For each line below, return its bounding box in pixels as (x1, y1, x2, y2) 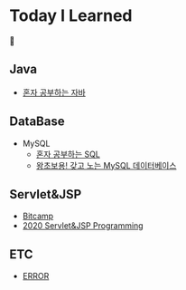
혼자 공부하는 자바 (22, 87, 86, 98)
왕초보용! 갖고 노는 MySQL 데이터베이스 (35, 159, 177, 170)
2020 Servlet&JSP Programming (22, 220, 144, 231)
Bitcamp (22, 210, 54, 222)
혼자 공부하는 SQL (35, 149, 101, 159)
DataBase (9, 114, 65, 130)
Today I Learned (9, 5, 133, 26)
